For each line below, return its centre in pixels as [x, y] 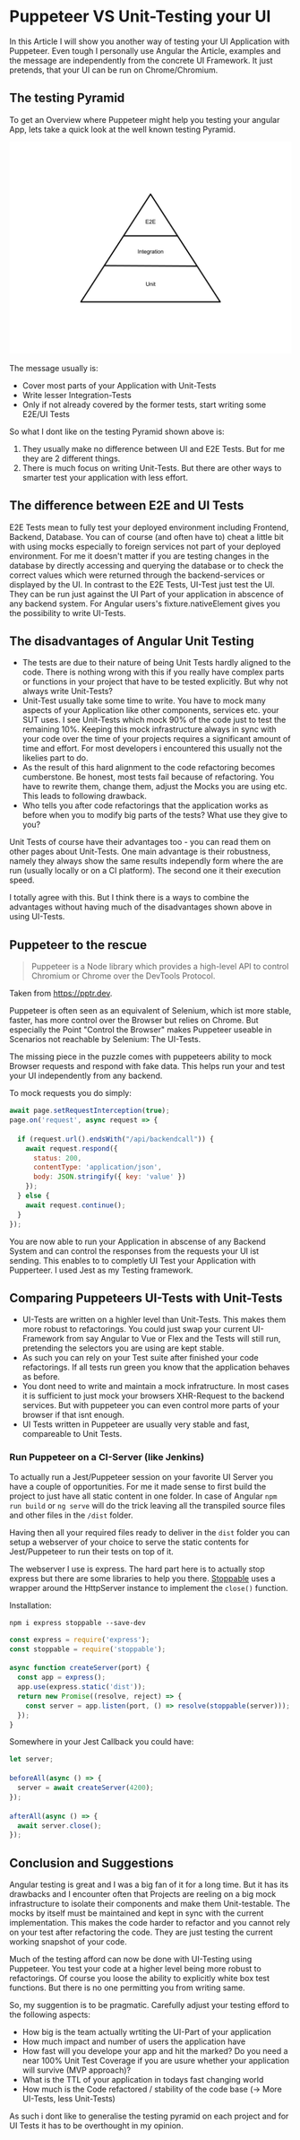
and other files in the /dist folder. [71, 1515]
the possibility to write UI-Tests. [68, 613]
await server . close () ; [60, 1826]
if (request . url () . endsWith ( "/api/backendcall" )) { [116, 1139]
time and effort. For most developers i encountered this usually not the [152, 748]
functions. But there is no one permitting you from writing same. [127, 1988]
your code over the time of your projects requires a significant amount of [156, 739]
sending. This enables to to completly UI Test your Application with [133, 1260]
